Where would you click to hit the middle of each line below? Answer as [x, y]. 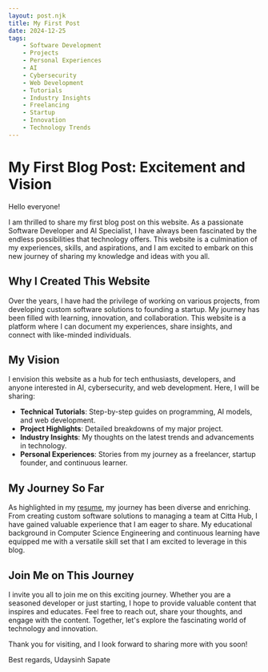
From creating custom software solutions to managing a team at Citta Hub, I [133, 516]
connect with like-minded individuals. [70, 334]
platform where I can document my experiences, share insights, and [120, 326]
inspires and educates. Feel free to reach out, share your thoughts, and [125, 611]
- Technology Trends [57, 128]
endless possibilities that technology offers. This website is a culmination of [133, 239]
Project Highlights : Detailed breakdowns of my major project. [122, 429]
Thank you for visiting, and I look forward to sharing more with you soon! [128, 644]
